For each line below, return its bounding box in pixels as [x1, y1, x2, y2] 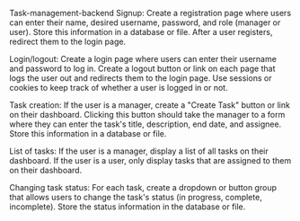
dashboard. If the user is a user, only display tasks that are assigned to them [9, 155, 292, 165]
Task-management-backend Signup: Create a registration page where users [9, 8, 292, 18]
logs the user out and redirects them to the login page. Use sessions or [9, 73, 272, 84]
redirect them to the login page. [9, 36, 127, 47]
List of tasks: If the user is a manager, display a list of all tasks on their [9, 146, 269, 156]
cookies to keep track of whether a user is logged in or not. [9, 83, 228, 93]
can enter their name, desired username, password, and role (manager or [9, 17, 281, 28]
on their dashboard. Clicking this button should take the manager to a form [9, 110, 286, 119]
